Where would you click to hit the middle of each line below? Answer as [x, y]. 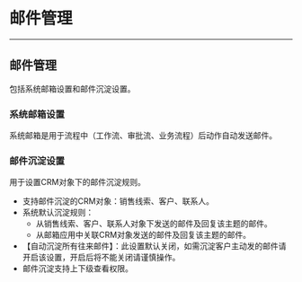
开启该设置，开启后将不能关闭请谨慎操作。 [101, 258]
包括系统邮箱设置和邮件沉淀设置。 [72, 88]
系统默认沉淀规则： [58, 213]
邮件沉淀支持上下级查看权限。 [77, 269]
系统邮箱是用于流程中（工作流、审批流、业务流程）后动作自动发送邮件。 [143, 136]
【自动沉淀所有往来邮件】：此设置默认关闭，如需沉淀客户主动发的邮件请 [154, 246]
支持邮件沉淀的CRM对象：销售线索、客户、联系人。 [118, 201]
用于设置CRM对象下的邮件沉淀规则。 [77, 182]
